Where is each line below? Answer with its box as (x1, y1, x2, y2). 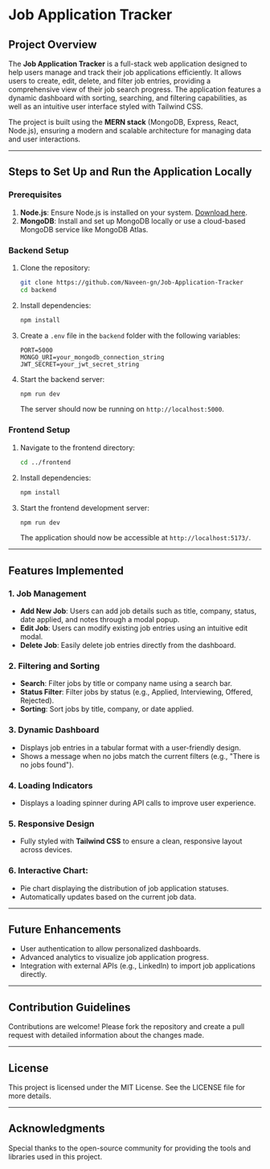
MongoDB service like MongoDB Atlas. (19, 224, 149, 234)
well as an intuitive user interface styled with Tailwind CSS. (8, 102, 203, 111)
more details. (8, 1091, 52, 1101)
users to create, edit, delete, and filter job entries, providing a (8, 76, 211, 85)
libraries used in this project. (8, 1151, 103, 1161)
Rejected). (19, 695, 55, 705)
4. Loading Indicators (8, 780, 93, 791)
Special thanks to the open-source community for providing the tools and (8, 1143, 252, 1153)
